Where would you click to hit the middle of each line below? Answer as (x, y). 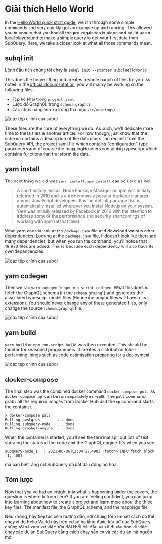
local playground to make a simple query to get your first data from (72, 38)
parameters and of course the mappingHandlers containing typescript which (81, 148)
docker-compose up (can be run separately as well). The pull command (75, 396)
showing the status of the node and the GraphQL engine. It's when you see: (80, 442)
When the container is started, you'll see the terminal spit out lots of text (77, 437)
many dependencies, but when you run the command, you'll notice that (76, 241)
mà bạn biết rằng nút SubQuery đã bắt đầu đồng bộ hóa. (61, 465)
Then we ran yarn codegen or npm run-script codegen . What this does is (77, 288)
